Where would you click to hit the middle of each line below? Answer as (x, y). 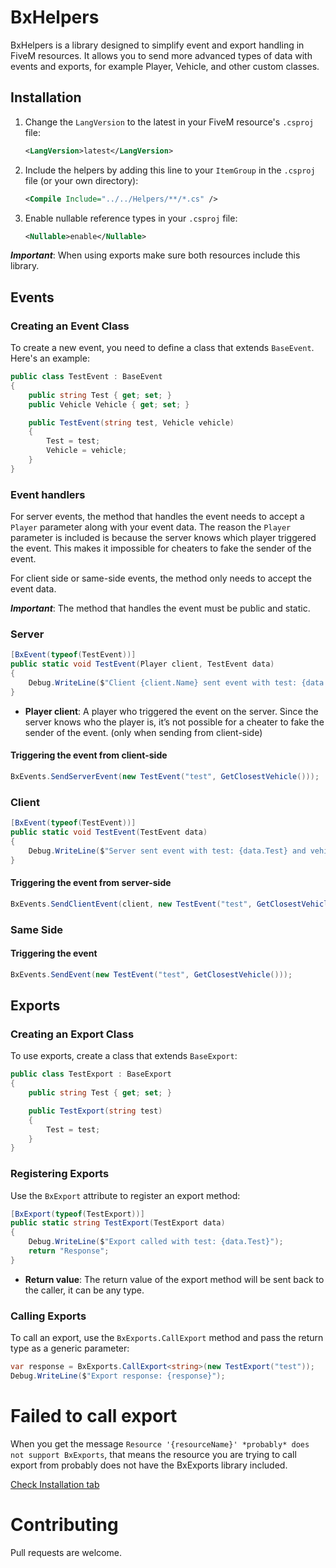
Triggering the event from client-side (89, 755)
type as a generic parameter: (70, 1348)
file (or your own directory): (81, 180)
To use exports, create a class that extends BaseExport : (124, 1056)
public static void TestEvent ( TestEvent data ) (109, 832)
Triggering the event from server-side (91, 883)
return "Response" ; (69, 1251)
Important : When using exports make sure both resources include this (155, 255)
